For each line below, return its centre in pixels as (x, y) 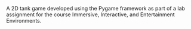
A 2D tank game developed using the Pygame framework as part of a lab (95, 8)
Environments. (24, 21)
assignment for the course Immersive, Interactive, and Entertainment (90, 14)
